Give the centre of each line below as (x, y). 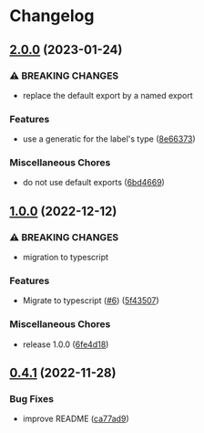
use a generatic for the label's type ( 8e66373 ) (109, 139)
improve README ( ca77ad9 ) (76, 419)
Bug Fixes (32, 399)
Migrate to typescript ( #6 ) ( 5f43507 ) (91, 301)
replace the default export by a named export (107, 95)
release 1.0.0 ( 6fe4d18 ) (66, 344)
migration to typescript (66, 258)
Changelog (52, 16)
